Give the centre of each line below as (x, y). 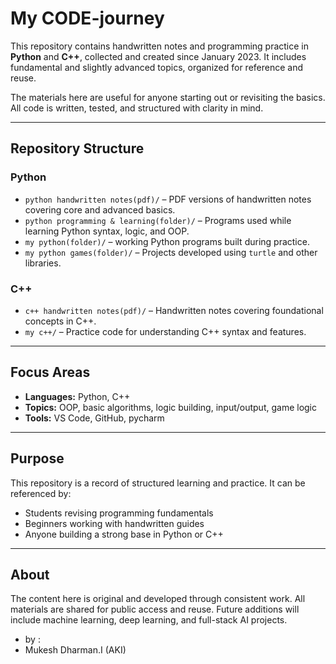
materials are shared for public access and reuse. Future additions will (155, 609)
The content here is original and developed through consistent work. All (158, 599)
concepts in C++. (60, 321)
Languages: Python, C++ (77, 396)
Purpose (37, 458)
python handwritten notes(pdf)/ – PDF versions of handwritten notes (168, 199)
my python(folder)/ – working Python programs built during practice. (167, 241)
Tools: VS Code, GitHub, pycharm (94, 418)
